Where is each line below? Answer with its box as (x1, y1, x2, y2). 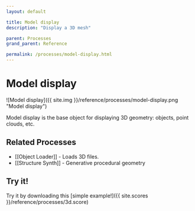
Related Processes (6, 137, 77, 147)
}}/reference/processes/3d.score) (6, 198, 89, 205)
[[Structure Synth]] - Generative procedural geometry (14, 159, 146, 166)
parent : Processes (6, 35, 51, 41)
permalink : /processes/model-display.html (6, 51, 112, 58)
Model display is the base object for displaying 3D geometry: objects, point (6, 114, 189, 121)
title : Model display (6, 19, 60, 25)
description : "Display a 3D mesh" (6, 25, 92, 31)
